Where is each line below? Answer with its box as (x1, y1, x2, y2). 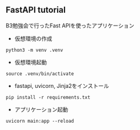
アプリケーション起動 (14, 106, 68, 113)
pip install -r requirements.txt (5, 94, 91, 100)
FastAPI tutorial (5, 5, 66, 15)
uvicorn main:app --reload (5, 118, 74, 124)
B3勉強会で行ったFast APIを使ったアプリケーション (5, 21, 135, 29)
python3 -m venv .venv (5, 47, 63, 53)
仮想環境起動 (14, 58, 47, 66)
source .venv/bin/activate (5, 70, 74, 77)
